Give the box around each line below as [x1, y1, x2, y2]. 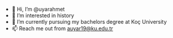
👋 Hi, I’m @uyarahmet [11, 6, 65, 12]
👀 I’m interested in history [11, 12, 75, 19]
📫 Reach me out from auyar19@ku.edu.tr [11, 25, 114, 32]
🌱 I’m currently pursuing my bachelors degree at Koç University [11, 18, 167, 25]
